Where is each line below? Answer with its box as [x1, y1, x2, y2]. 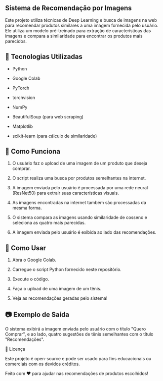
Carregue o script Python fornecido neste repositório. [12, 267, 122, 272]
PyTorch [12, 85, 30, 91]
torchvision [12, 94, 36, 101]
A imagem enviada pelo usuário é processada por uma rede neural [12, 185, 148, 191]
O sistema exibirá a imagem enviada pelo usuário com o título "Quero [5, 326, 146, 332]
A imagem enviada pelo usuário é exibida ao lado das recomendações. [12, 229, 157, 235]
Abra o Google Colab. [12, 257, 57, 263]
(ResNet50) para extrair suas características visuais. [12, 190, 120, 196]
